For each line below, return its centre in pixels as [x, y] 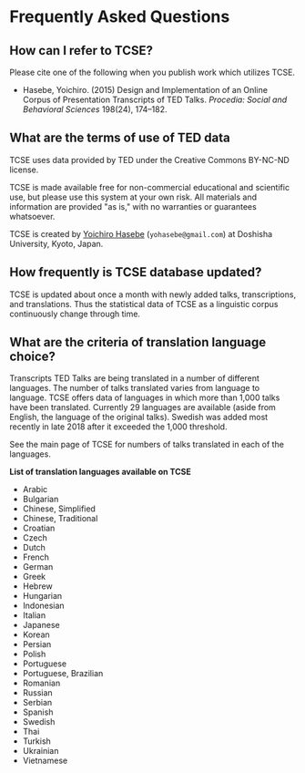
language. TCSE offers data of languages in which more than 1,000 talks [145, 397]
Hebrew [37, 586]
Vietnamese [45, 761]
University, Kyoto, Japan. [56, 243]
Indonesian [44, 606]
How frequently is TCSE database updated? [136, 272]
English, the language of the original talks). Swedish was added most [139, 417]
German [38, 567]
